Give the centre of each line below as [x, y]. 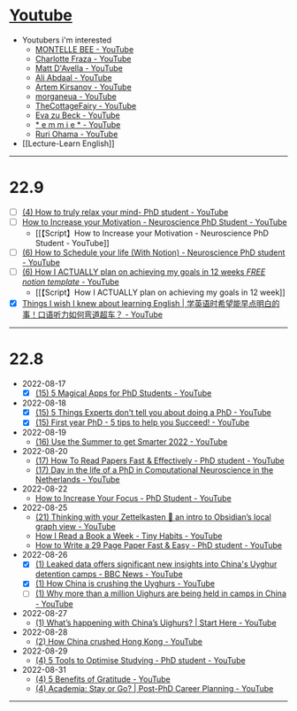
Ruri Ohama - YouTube [76, 134]
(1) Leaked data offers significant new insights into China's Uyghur [156, 564]
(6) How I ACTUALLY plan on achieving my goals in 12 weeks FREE [144, 272]
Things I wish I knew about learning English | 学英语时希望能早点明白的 [151, 304]
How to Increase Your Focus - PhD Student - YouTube [133, 498]
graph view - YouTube [76, 527]
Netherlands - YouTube [78, 480]
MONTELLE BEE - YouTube [84, 49]
